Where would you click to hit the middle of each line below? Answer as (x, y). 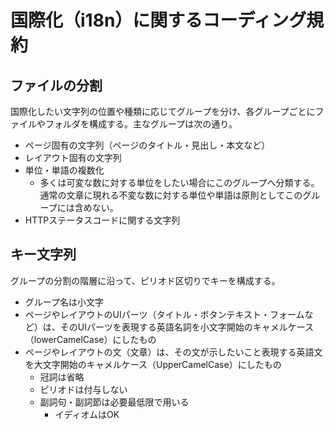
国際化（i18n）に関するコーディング (158, 20)
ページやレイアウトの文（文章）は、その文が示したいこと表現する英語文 (173, 352)
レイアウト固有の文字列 (73, 157)
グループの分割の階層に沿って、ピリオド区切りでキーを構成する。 (145, 280)
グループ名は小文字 (64, 302)
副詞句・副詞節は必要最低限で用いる (114, 402)
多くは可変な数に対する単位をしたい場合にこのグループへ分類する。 (179, 182)
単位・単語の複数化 (64, 170)
